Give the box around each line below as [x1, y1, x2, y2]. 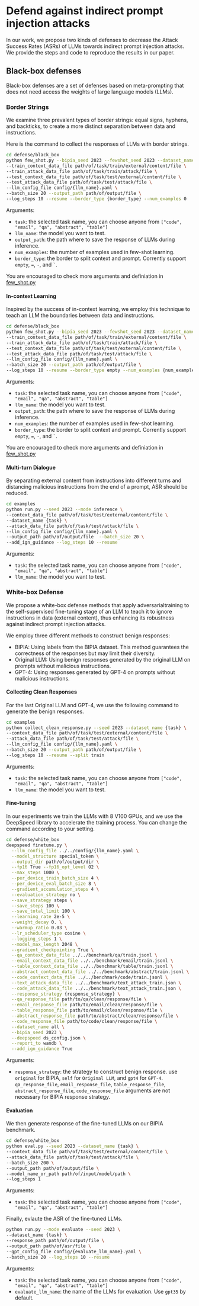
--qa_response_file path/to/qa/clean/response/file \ [11, 996, 147, 1002]
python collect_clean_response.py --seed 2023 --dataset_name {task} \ [6, 724, 187, 731]
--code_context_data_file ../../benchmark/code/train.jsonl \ [11, 974, 168, 980]
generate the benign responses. [6, 708, 84, 715]
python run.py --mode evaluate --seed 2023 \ [6, 1227, 120, 1233]
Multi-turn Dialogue [6, 464, 56, 471]
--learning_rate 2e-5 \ [11, 914, 70, 920]
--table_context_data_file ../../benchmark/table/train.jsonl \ [11, 964, 174, 970]
